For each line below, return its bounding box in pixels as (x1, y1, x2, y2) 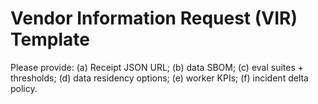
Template (10, 28, 90, 51)
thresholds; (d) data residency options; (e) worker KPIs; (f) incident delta (10, 72, 309, 84)
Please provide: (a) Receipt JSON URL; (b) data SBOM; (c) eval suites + (10, 61, 305, 73)
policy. (10, 82, 38, 94)
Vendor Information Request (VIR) (10, 7, 298, 30)
